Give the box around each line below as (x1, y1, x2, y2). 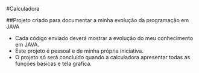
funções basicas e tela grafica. (14, 60, 92, 67)
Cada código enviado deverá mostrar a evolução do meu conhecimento (14, 35, 194, 41)
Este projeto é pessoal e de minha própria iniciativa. (14, 47, 144, 54)
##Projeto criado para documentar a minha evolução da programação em (6, 17, 189, 23)
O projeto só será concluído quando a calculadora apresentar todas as (14, 54, 191, 60)
